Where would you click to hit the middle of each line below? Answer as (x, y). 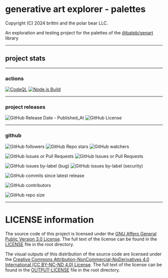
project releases (25, 107)
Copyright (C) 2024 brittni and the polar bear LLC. (57, 23)
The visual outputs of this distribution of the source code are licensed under (83, 254)
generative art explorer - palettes (75, 9)
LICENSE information (49, 220)
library (12, 38)
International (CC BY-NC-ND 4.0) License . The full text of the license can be (84, 264)
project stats (25, 58)
